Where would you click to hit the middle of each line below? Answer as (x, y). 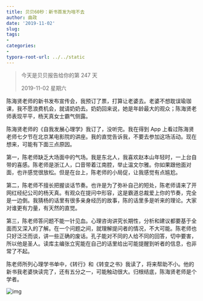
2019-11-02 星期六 (44, 88)
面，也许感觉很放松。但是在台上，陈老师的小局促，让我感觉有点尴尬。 (94, 172)
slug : (13, 29)
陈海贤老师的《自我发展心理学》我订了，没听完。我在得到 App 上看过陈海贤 (100, 129)
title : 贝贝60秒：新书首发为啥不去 (46, 12)
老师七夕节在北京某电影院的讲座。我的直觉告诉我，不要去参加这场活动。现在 (101, 137)
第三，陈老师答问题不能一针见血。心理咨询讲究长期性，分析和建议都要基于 (99, 221)
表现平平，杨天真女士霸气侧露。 (51, 116)
